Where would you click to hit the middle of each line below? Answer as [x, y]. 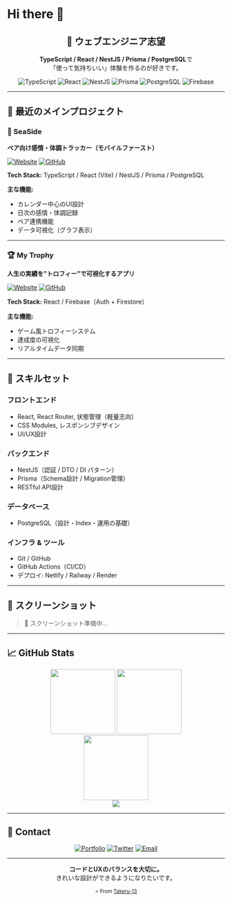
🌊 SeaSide [25, 132]
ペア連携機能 [35, 221]
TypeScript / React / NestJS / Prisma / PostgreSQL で [116, 59]
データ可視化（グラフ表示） [57, 230]
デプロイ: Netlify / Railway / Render [67, 575]
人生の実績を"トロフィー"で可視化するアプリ [71, 273]
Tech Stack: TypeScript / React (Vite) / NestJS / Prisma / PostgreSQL [106, 175]
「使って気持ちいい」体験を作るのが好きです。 [116, 68]
